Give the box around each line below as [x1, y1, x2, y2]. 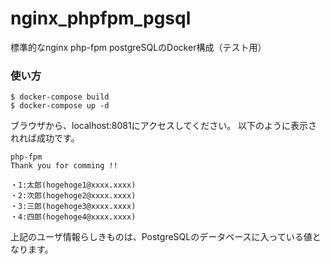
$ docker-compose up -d [10, 101, 110, 111]
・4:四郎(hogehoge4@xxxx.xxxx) [10, 212, 137, 222]
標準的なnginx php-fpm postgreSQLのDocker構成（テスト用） [10, 41, 267, 53]
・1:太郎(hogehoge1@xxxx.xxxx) [10, 180, 137, 191]
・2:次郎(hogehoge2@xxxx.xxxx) [10, 191, 137, 201]
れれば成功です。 [10, 132, 80, 144]
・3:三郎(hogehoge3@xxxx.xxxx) [10, 202, 137, 212]
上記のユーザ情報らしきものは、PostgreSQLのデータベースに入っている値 [10, 231, 313, 243]
